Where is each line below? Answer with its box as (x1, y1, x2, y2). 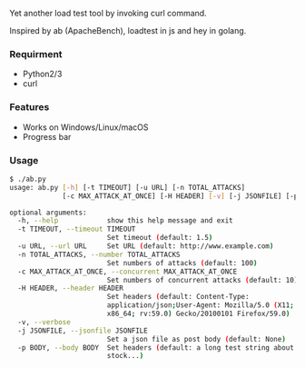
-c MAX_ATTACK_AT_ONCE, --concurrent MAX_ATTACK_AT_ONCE (17, 267, 238, 276)
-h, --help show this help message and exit (17, 216, 233, 225)
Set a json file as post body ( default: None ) (106, 334, 286, 343)
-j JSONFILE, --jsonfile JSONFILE (17, 326, 148, 335)
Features (9, 101, 50, 114)
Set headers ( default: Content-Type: (106, 293, 250, 302)
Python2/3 (22, 68, 63, 80)
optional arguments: (9, 208, 88, 217)
